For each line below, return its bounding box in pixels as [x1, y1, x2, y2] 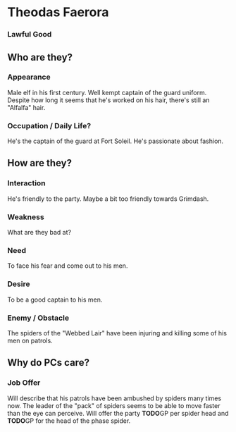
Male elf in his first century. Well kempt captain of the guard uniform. [7, 88, 207, 97]
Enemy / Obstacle [7, 313, 69, 323]
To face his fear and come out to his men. [7, 261, 128, 270]
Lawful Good [7, 30, 52, 39]
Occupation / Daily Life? [7, 121, 92, 130]
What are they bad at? [7, 228, 72, 237]
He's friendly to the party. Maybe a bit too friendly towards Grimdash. [7, 195, 209, 203]
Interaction [7, 178, 46, 188]
